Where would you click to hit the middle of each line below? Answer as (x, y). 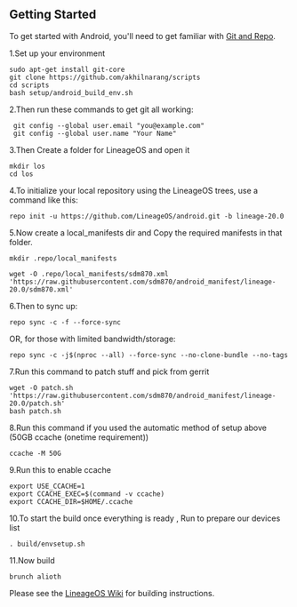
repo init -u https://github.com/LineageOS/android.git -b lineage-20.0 (147, 216)
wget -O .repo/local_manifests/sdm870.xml (89, 274)
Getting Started (53, 15)
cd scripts (29, 85)
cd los (21, 174)
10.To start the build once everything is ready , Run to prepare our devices (145, 518)
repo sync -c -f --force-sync (65, 322)
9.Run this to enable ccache (60, 469)
